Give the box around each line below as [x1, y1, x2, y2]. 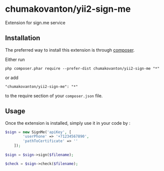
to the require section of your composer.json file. [5, 92, 103, 99]
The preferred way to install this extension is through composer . [5, 47, 135, 53]
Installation [5, 34, 40, 42]
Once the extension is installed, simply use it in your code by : [5, 120, 131, 126]
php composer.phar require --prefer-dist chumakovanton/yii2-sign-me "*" [5, 66, 160, 71]
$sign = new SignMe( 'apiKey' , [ [5, 129, 71, 135]
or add [5, 75, 19, 81]
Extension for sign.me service [5, 20, 66, 26]
